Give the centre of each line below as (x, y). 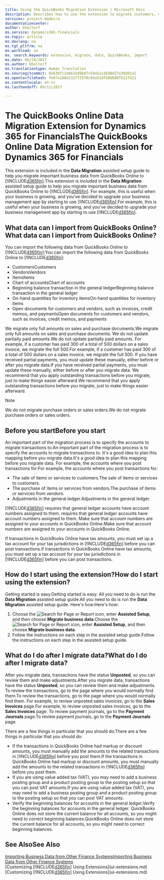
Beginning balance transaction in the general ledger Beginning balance (83, 288)
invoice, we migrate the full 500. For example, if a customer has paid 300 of (81, 349)
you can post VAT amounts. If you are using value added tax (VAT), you (83, 787)
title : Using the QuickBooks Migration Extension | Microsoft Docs (75, 10)
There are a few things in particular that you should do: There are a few (76, 731)
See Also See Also (32, 844)
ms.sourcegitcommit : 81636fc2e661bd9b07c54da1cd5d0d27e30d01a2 (71, 73)
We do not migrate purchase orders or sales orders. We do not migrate (76, 410)
